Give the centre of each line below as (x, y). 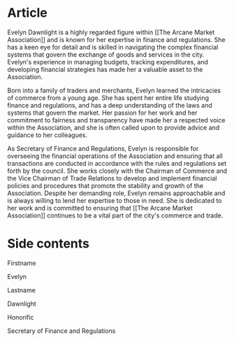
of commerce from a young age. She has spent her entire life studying (108, 98)
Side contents (48, 244)
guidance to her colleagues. (47, 135)
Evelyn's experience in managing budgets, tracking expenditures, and (108, 62)
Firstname (22, 263)
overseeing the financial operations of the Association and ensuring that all (115, 156)
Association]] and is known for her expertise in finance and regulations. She (116, 39)
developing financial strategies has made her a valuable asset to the (105, 69)
